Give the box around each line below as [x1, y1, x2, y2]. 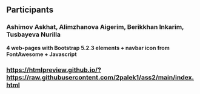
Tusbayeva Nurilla [6, 30, 61, 39]
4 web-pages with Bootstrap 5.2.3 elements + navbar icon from [6, 44, 170, 51]
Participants [6, 5, 53, 15]
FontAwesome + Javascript [6, 51, 77, 58]
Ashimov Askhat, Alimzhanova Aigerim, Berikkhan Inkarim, [6, 23, 184, 31]
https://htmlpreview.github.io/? [6, 66, 102, 74]
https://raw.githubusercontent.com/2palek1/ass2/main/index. [6, 73, 195, 81]
